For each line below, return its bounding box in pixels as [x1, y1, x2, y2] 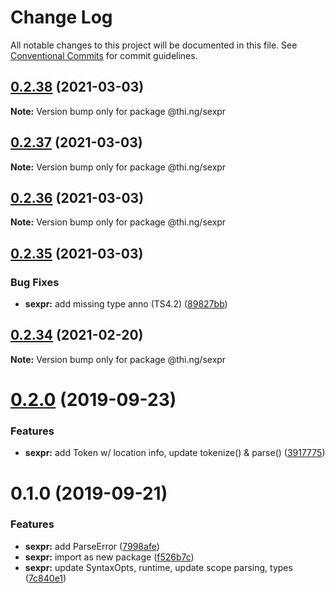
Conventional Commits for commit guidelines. [10, 49, 198, 61]
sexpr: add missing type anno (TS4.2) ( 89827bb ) [24, 298, 228, 310]
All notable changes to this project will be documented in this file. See [10, 39, 298, 51]
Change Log [10, 6, 113, 29]
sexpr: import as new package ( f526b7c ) [24, 551, 195, 563]
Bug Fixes [10, 275, 60, 289]
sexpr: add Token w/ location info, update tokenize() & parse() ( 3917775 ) [24, 447, 326, 459]
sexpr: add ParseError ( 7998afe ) [24, 540, 160, 552]
